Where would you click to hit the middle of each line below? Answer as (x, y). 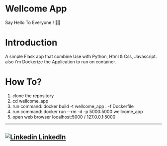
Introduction (31, 43)
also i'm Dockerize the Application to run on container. (61, 62)
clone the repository (33, 96)
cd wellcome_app (30, 101)
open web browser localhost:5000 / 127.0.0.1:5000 (64, 117)
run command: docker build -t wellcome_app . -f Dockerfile (73, 106)
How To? (24, 82)
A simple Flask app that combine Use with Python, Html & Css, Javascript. (81, 56)
